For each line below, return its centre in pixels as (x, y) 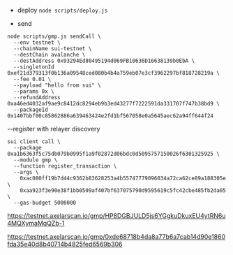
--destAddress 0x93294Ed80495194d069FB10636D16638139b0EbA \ (104, 61)
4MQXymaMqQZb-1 (36, 223)
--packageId (31, 110)
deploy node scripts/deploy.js (62, 10)
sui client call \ (34, 142)
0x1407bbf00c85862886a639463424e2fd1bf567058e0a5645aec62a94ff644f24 (111, 116)
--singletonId (34, 67)
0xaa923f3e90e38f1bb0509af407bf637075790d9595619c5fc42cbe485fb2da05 (123, 191)
